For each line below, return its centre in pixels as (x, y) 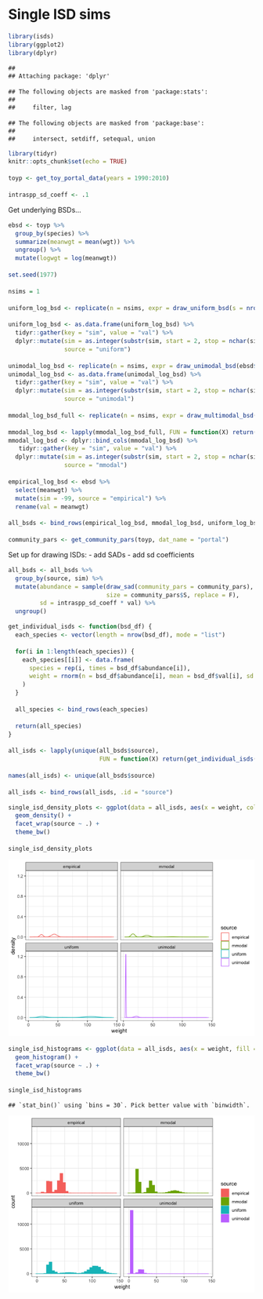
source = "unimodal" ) (99, 399)
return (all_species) (49, 726)
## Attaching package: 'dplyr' (59, 76)
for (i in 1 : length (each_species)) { (75, 651)
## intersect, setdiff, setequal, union (82, 139)
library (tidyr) (33, 153)
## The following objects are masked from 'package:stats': (108, 92)
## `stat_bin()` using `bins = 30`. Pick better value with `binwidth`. (129, 1106)
